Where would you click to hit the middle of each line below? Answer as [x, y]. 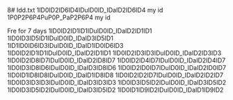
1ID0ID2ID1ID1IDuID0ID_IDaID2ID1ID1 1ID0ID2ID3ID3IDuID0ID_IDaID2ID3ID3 [114, 53]
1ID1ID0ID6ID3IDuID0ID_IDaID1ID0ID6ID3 [65, 45]
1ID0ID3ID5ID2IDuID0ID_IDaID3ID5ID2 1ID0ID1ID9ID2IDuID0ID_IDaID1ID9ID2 [115, 90]
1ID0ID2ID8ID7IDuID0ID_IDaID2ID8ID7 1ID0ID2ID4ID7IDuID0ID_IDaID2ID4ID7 [116, 60]
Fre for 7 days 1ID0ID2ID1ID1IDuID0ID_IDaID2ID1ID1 [80, 31]
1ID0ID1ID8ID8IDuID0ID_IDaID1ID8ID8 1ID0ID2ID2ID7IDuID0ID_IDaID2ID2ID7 [115, 75]
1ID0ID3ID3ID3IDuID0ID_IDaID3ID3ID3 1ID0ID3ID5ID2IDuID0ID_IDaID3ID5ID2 [117, 82]
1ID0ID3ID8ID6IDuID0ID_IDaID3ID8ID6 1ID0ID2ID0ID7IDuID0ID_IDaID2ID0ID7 [117, 68]
